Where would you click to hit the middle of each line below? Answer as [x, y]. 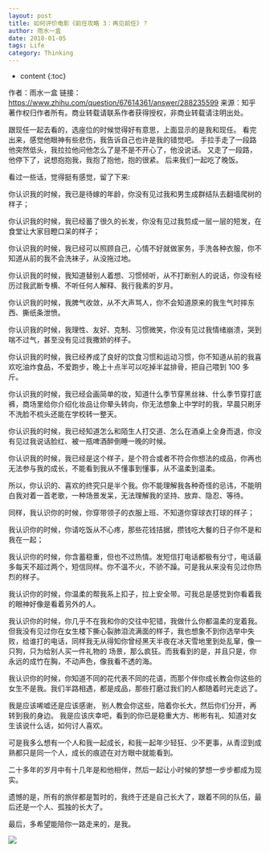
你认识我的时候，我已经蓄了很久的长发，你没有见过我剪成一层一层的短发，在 [135, 221]
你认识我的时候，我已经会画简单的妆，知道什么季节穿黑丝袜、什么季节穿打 [131, 394]
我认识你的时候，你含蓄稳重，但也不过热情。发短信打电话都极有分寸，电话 [131, 557]
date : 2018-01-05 [37, 38]
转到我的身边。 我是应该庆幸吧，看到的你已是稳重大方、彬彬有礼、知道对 [129, 715]
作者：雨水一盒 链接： [45, 92]
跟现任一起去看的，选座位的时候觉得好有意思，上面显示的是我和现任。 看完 [133, 130]
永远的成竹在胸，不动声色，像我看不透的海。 [82, 661]
